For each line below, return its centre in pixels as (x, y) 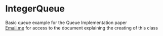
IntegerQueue (35, 9)
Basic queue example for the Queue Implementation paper (66, 22)
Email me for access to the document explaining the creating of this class (82, 27)
